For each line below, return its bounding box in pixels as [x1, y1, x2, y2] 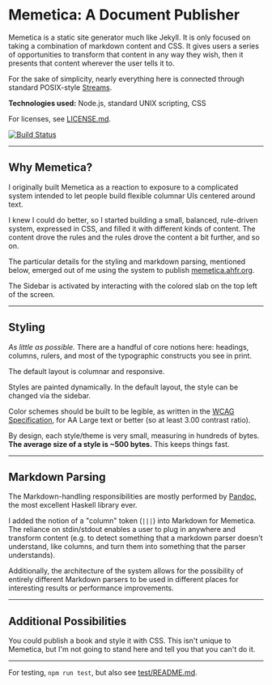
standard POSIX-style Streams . [8, 83, 113, 92]
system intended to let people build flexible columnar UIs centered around [8, 190, 256, 200]
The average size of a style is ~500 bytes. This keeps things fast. [8, 439, 230, 449]
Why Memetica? [8, 160, 93, 175]
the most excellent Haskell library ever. [8, 500, 138, 510]
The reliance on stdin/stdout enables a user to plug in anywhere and [8, 525, 236, 534]
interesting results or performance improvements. [8, 583, 174, 593]
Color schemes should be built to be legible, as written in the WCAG [8, 406, 235, 416]
